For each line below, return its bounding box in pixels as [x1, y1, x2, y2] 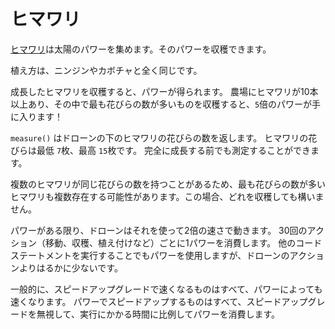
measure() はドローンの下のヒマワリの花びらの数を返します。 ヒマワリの [10, 131, 309, 144]
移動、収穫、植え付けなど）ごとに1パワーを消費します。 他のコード [44, 236, 323, 249]
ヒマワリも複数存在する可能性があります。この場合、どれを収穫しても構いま [10, 190, 325, 202]
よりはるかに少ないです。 [18, 261, 123, 274]
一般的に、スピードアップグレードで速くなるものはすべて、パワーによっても [10, 283, 323, 295]
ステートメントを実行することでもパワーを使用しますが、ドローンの [10, 249, 290, 261]
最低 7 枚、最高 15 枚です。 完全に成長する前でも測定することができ [36, 144, 311, 156]
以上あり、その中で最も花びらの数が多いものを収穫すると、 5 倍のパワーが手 [10, 98, 322, 110]
